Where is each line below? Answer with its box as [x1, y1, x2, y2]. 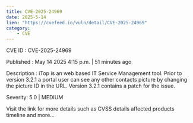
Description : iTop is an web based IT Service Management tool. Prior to [6, 70, 182, 77]
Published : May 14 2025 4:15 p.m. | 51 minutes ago [6, 59, 132, 66]
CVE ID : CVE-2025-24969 [6, 47, 72, 54]
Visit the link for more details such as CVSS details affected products [6, 105, 175, 112]
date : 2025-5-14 [6, 14, 46, 20]
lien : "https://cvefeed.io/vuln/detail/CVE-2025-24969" [6, 20, 147, 25]
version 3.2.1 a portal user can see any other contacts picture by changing [6, 76, 188, 83]
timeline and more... [6, 112, 55, 119]
